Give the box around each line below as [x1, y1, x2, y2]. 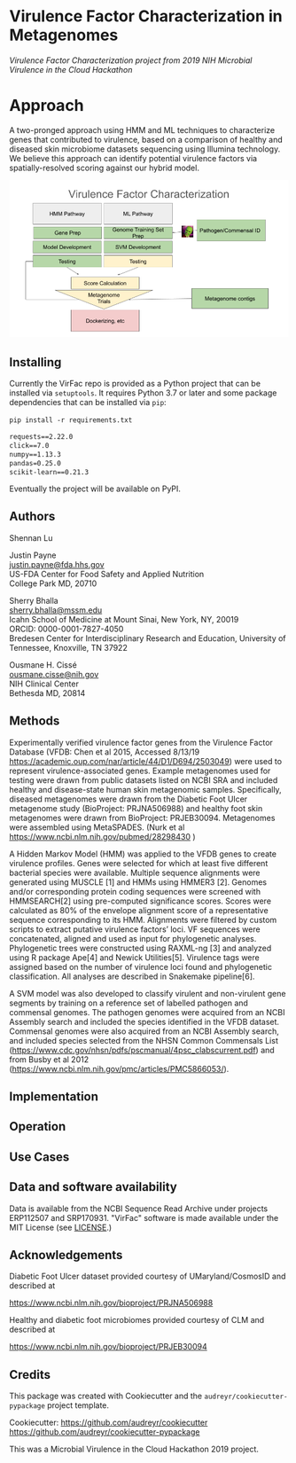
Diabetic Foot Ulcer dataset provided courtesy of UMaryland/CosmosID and [9, 1271, 286, 1282]
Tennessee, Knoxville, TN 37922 [9, 642, 129, 653]
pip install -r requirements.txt [9, 416, 133, 425]
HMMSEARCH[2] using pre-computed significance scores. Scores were [9, 896, 272, 906]
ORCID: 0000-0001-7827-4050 [9, 623, 124, 634]
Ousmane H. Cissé [9, 659, 77, 670]
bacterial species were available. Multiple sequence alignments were [9, 867, 261, 878]
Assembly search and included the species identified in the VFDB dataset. [9, 1016, 280, 1027]
